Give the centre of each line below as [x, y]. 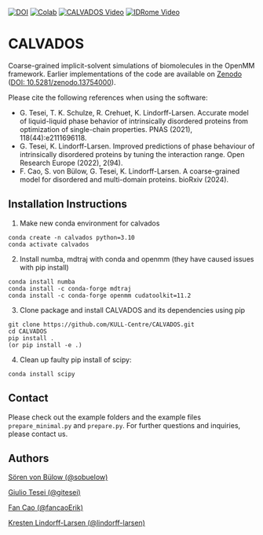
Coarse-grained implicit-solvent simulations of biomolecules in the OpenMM [131, 65]
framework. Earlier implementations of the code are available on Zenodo [125, 74]
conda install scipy [42, 374]
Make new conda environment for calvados [89, 223]
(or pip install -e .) [45, 345]
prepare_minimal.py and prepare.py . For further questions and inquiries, [124, 425]
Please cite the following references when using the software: [108, 97]
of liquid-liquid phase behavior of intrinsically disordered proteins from [134, 121]
